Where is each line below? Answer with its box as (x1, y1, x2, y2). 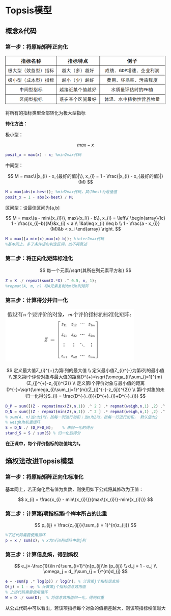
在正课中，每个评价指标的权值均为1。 (5, 441, 83, 447)
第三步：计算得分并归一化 (5, 296, 68, 304)
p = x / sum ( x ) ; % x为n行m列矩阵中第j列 (5, 538, 86, 543)
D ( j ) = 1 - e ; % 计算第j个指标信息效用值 (5, 584, 86, 589)
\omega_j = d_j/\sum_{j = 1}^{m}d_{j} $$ (43, 568, 128, 575)
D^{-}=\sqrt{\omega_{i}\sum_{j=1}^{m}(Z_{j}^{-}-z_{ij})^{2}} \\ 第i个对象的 (6, 386, 160, 393)
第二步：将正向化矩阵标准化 (5, 255, 73, 262)
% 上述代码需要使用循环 (5, 589, 48, 595)
